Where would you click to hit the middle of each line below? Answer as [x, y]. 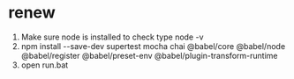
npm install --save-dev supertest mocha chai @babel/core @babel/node [153, 46]
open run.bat [45, 65]
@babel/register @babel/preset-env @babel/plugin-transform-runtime [149, 55]
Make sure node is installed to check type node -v [112, 37]
